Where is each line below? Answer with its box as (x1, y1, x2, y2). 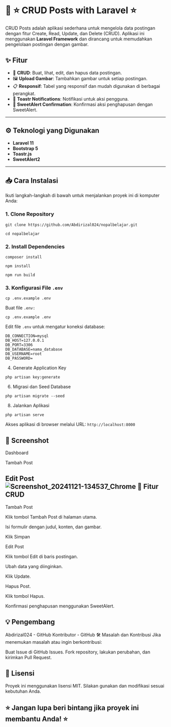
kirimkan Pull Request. (5, 654, 52, 660)
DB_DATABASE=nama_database (5, 347, 63, 352)
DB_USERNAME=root (5, 351, 42, 357)
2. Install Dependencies (5, 243, 65, 250)
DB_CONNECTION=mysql (5, 334, 49, 339)
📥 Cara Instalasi (5, 176, 59, 185)
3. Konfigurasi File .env (5, 284, 63, 291)
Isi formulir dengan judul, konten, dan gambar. (5, 524, 102, 530)
